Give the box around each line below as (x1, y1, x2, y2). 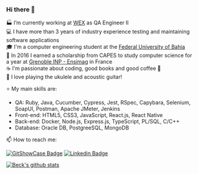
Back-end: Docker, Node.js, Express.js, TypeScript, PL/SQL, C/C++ (14, 118, 180, 125)
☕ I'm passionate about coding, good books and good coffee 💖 (6, 65, 161, 72)
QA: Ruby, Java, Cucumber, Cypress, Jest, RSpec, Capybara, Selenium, (14, 99, 191, 106)
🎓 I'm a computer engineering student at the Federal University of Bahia (6, 43, 185, 50)
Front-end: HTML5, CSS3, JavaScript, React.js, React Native (14, 112, 163, 119)
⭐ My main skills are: (6, 86, 57, 93)
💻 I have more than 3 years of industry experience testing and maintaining (6, 28, 190, 35)
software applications (6, 37, 60, 44)
